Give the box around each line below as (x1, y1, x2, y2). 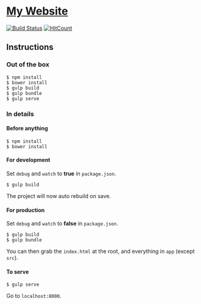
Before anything (6, 125, 48, 132)
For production (6, 206, 45, 214)
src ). (6, 254, 18, 261)
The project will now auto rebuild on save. (6, 192, 111, 199)
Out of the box (6, 60, 50, 69)
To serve (6, 268, 29, 275)
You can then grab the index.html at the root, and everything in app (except (6, 248, 195, 255)
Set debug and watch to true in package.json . (6, 169, 116, 177)
